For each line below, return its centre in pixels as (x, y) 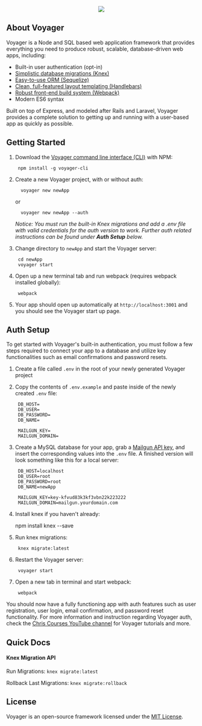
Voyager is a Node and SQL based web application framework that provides (100, 42)
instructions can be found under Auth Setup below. (79, 237)
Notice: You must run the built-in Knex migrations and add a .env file (100, 224)
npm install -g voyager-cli (53, 168)
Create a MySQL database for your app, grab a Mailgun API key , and (100, 447)
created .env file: (36, 393)
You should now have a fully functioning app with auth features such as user (101, 604)
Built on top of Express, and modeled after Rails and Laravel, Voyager (92, 110)
